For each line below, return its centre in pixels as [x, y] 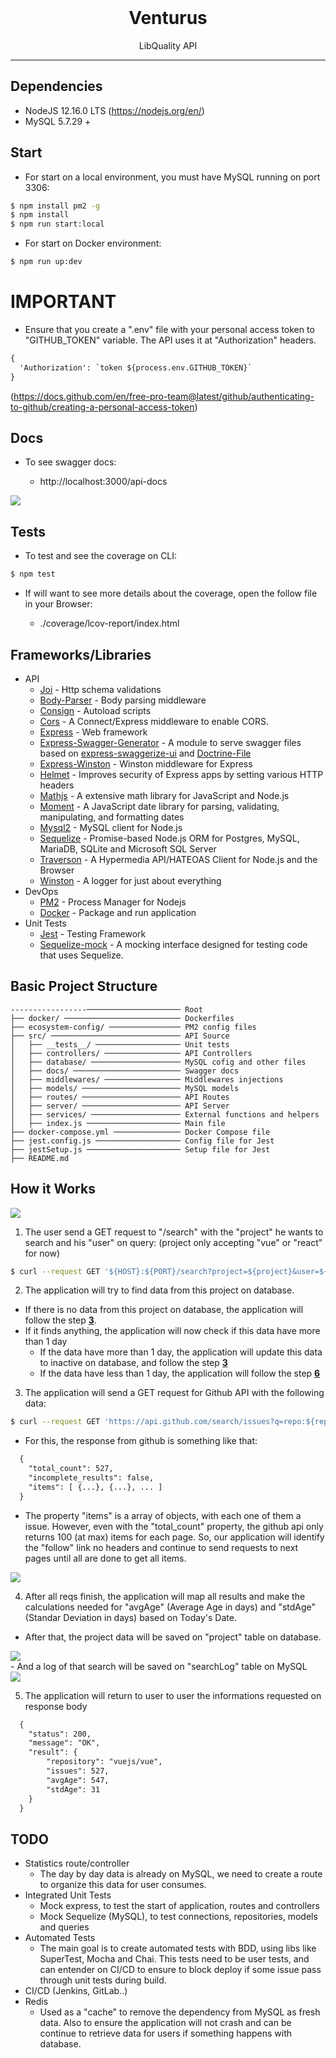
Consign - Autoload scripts [95, 710]
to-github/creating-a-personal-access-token [102, 407]
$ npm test [33, 574]
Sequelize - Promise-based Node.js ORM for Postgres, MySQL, [169, 838]
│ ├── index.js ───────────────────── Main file [118, 1123]
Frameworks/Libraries [81, 654]
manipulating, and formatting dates [112, 817]
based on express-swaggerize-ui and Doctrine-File [145, 753]
